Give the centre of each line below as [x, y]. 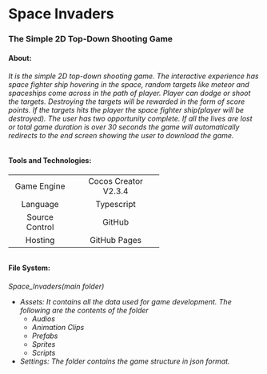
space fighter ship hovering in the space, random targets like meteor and [129, 85]
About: [20, 58]
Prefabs [45, 336]
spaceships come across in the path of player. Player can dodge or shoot [130, 93]
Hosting [40, 240]
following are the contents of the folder [84, 310]
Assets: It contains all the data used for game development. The [126, 301]
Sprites [44, 344]
